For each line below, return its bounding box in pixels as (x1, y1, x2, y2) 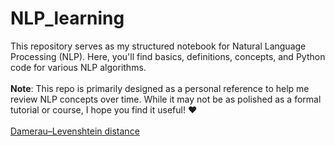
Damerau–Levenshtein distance (10, 125, 140, 137)
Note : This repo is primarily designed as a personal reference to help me (10, 82, 310, 94)
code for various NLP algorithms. (10, 61, 147, 73)
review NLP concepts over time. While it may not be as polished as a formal (10, 93, 322, 105)
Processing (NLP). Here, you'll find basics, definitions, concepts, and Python (10, 50, 326, 62)
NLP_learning (10, 7, 125, 30)
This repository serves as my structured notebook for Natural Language (10, 40, 307, 52)
